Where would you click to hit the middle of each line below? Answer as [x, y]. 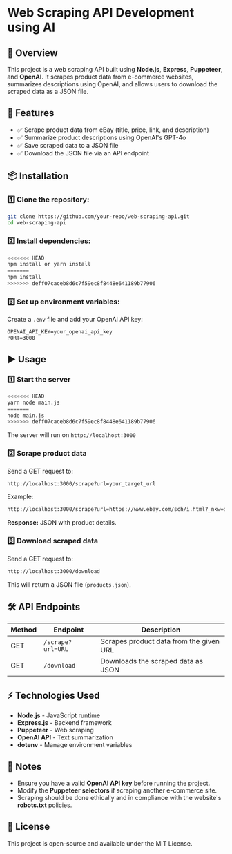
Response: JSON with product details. [62, 523]
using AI [31, 27]
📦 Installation [38, 176]
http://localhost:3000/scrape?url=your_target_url [81, 484]
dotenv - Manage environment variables [75, 745]
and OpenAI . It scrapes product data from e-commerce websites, [100, 77]
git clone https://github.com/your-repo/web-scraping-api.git [98, 216]
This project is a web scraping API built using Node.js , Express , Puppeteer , [115, 69]
